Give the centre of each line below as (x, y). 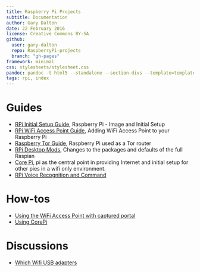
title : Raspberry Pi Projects (44, 12)
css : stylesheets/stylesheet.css (48, 67)
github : (16, 39)
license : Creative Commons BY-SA (48, 34)
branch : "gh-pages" (36, 56)
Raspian (25, 156)
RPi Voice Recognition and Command (60, 175)
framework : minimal (30, 61)
